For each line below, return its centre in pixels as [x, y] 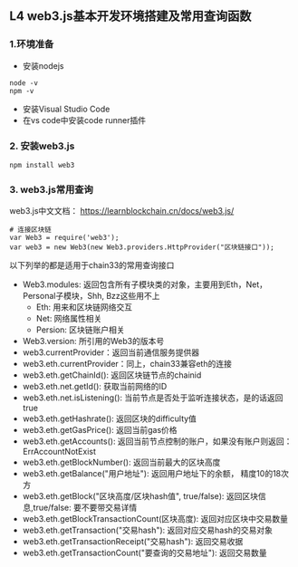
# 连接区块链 [30, 230]
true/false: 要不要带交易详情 [85, 508]
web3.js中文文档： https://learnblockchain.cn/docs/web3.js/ [122, 211]
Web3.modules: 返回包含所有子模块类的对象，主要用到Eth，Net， [144, 284]
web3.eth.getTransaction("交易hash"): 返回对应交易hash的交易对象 [148, 530]
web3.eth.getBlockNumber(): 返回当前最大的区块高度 [121, 462]
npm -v [22, 91]
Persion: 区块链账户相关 [80, 330]
